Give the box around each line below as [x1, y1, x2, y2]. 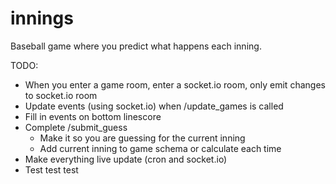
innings [10, 7, 74, 30]
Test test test [24, 163, 79, 176]
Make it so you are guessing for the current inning [39, 132, 246, 144]
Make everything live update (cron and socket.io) [24, 153, 228, 165]
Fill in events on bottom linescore [24, 110, 162, 122]
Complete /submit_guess [24, 121, 128, 133]
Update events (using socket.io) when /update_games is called [24, 100, 284, 112]
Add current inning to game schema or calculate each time [39, 142, 282, 154]
